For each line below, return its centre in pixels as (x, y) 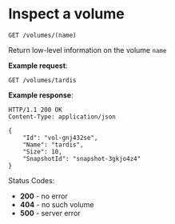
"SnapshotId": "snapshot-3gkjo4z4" (82, 158)
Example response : (41, 95)
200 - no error (44, 196)
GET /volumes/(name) (43, 35)
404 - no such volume (57, 204)
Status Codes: (32, 180)
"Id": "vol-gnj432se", (60, 138)
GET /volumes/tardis (43, 80)
